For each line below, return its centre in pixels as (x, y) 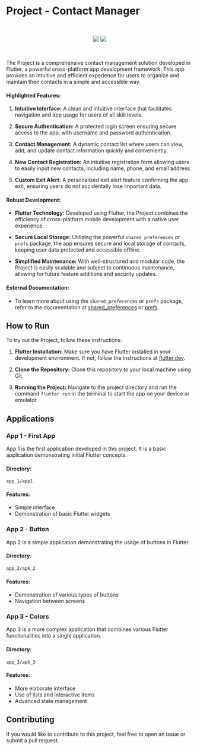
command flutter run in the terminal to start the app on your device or (102, 394)
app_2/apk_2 (21, 568)
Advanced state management (51, 701)
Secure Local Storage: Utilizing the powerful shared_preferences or (97, 237)
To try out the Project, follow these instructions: (64, 340)
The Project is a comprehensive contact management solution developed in (99, 62)
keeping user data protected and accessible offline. (78, 250)
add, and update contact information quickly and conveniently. (91, 150)
